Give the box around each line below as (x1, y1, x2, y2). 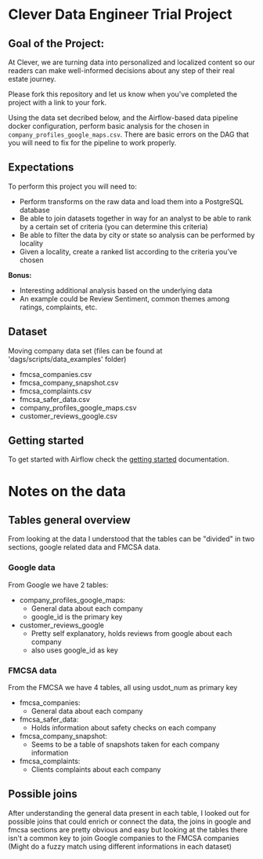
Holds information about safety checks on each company (31, 723, 217, 733)
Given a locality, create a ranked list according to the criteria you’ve (19, 247, 237, 256)
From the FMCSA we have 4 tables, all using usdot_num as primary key (8, 683, 238, 693)
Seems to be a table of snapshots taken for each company (31, 740, 220, 749)
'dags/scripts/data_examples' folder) (8, 354, 127, 364)
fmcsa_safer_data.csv (19, 394, 90, 404)
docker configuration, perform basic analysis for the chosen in (8, 122, 210, 130)
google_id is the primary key (31, 612, 123, 621)
